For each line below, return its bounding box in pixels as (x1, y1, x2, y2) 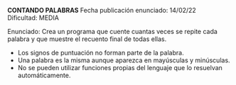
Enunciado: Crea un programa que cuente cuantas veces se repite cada (7, 28, 218, 35)
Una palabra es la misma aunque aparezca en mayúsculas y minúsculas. (17, 56, 230, 64)
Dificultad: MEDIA (7, 13, 59, 22)
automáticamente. (17, 71, 71, 79)
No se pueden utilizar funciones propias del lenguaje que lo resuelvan (17, 64, 222, 72)
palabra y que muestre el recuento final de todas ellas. (7, 35, 167, 43)
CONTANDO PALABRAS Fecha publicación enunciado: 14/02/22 (7, 6, 197, 14)
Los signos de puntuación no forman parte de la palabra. (17, 49, 184, 57)
